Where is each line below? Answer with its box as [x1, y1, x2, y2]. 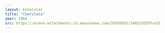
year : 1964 [5, 16, 27, 21]
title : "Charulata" [5, 12, 45, 16]
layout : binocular [5, 7, 43, 12]
